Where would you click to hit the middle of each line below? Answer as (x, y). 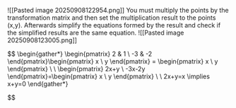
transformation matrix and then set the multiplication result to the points (112, 18)
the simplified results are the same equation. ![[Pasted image (96, 32)
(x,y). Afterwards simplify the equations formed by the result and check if (114, 25)
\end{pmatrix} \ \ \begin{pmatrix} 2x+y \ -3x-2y (76, 69)
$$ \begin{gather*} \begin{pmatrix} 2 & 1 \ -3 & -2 (80, 54)
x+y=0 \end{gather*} (38, 84)
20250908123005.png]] (42, 40)
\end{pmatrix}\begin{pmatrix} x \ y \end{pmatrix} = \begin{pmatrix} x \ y (113, 61)
